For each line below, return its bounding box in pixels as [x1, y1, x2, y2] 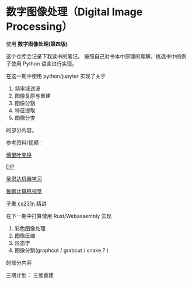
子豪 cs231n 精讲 [6, 200, 47, 207]
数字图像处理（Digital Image [6, 5, 143, 19]
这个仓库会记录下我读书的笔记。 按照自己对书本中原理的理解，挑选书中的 [6, 53, 181, 60]
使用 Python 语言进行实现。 [11, 60, 78, 67]
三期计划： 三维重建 [6, 271, 54, 278]
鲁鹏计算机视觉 [6, 188, 42, 195]
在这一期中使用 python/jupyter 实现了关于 [6, 72, 106, 79]
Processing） [6, 20, 73, 33]
